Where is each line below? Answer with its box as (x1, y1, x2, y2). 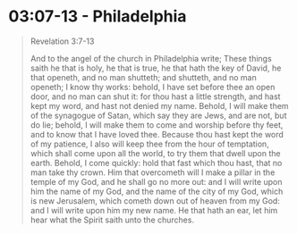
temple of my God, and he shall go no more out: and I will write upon (30, 176, 283, 187)
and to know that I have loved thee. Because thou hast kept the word (30, 129, 284, 139)
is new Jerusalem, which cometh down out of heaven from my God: (30, 195, 281, 206)
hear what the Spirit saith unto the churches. (30, 214, 194, 225)
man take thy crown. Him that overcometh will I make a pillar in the (30, 167, 276, 178)
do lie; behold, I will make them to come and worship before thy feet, (30, 119, 284, 130)
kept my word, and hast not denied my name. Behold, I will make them (30, 100, 289, 111)
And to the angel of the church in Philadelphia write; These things (30, 53, 272, 63)
